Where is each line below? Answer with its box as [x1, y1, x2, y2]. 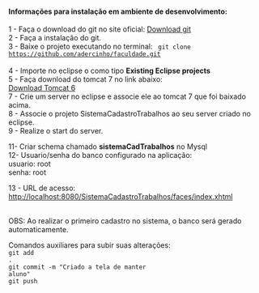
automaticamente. [8, 225, 69, 235]
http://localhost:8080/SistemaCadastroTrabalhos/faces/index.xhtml [8, 192, 233, 202]
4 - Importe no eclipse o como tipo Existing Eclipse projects [8, 66, 210, 76]
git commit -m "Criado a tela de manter [8, 263, 147, 271]
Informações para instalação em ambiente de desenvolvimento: [8, 6, 228, 16]
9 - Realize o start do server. [8, 126, 104, 136]
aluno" [8, 270, 31, 278]
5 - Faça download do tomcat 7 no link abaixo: [8, 74, 163, 84]
